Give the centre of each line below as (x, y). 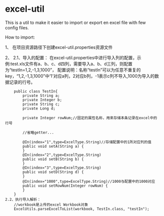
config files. (17, 27)
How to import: (20, 37)
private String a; (41, 96)
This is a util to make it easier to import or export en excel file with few (76, 22)
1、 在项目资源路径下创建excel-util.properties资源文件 (59, 47)
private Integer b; (42, 100)
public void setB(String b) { (53, 159)
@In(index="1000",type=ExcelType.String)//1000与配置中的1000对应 (89, 181)
